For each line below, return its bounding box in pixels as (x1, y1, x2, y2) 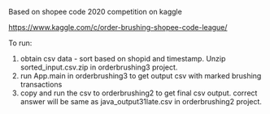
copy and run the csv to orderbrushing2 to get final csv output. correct (20, 88, 258, 98)
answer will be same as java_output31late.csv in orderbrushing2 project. (20, 97, 263, 106)
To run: (8, 38, 33, 48)
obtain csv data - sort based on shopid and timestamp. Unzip (20, 54, 226, 63)
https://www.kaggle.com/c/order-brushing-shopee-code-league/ (8, 23, 228, 32)
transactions (20, 80, 63, 89)
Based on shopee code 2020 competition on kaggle (8, 7, 183, 16)
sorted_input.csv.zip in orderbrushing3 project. (20, 62, 178, 72)
